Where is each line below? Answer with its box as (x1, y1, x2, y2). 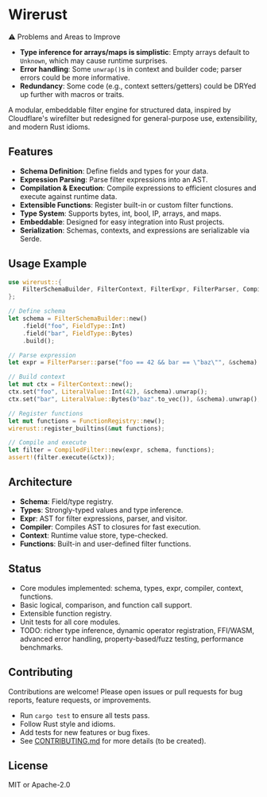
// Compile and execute (8, 439, 87, 447)
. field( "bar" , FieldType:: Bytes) (22, 329, 133, 338)
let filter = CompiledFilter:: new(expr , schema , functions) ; (8, 446, 215, 455)
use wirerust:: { (8, 278, 62, 286)
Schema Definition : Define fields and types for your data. (19, 166, 209, 176)
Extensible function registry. (19, 608, 113, 618)
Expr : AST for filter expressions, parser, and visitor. (19, 514, 188, 523)
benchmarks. (19, 643, 64, 652)
